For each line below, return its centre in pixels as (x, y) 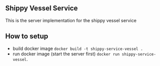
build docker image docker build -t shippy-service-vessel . (78, 48)
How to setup (27, 37)
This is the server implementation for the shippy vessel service (71, 20)
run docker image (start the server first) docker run (66, 54)
